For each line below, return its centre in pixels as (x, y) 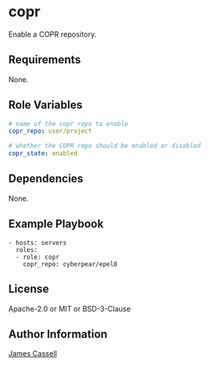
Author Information (58, 334)
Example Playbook (56, 224)
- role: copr (38, 257)
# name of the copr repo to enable (68, 124)
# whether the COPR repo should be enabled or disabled (104, 146)
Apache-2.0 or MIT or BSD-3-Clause (70, 308)
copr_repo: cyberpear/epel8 (70, 264)
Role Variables (45, 105)
